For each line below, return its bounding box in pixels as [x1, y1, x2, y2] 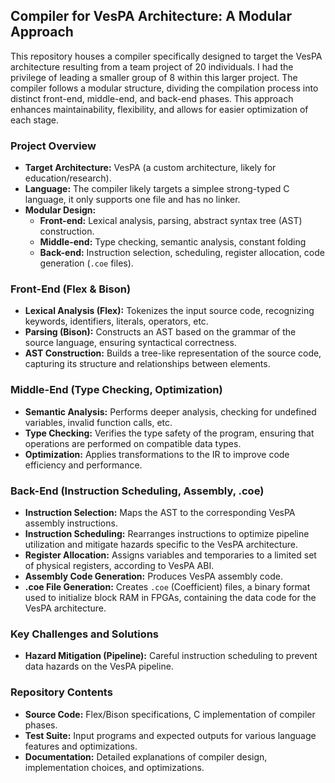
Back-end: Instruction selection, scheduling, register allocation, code [39, 247, 325, 259]
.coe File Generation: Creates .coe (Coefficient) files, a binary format [24, 581, 311, 593]
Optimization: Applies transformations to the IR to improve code [24, 448, 290, 460]
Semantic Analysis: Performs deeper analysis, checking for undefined [24, 405, 317, 418]
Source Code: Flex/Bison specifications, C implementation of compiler [24, 708, 316, 720]
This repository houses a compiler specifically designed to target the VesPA [10, 50, 323, 62]
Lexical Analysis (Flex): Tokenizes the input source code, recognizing [24, 305, 315, 317]
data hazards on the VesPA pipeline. [24, 660, 174, 673]
